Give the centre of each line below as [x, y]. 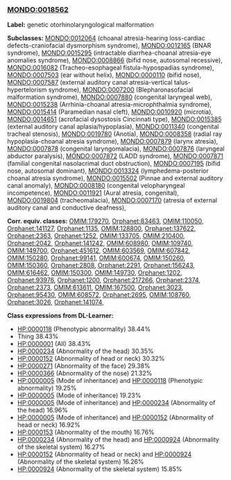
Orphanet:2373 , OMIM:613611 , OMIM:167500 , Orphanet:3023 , [95, 288]
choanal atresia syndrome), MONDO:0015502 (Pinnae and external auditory [115, 178]
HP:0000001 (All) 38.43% [54, 344]
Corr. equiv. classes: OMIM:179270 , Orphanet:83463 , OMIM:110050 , [105, 221]
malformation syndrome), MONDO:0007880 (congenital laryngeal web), [110, 97]
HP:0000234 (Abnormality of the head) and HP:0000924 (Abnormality [118, 440]
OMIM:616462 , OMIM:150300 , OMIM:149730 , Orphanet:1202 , [95, 273]
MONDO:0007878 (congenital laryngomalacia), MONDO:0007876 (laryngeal [116, 149]
